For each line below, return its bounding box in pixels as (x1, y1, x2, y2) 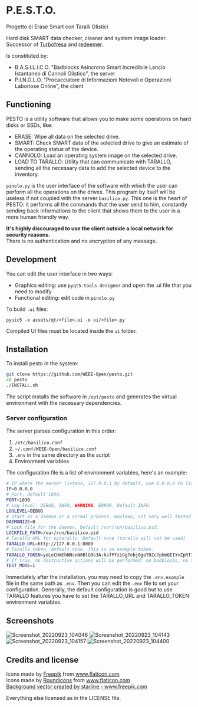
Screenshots (6, 616, 54, 626)
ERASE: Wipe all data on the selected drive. (14, 133, 120, 140)
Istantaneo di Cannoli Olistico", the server (14, 70, 116, 77)
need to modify (14, 287, 52, 295)
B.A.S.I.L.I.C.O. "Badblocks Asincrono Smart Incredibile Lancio (14, 63, 166, 71)
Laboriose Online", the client (14, 82, 84, 89)
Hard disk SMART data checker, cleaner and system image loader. (6, 34, 167, 41)
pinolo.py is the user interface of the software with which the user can (6, 182, 178, 189)
